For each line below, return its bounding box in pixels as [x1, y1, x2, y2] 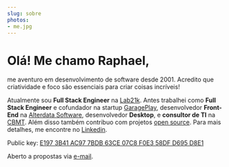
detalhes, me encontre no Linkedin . [7, 126, 108, 134]
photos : [7, 17, 30, 23]
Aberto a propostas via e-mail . [7, 153, 94, 161]
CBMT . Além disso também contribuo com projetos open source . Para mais [7, 118, 221, 126]
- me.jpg [7, 23, 32, 30]
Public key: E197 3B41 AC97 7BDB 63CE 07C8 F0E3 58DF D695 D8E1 [7, 139, 204, 147]
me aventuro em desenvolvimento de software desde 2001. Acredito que [7, 75, 214, 83]
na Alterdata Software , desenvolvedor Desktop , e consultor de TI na [19, 111, 216, 119]
